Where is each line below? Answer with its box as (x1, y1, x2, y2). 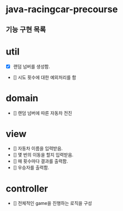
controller (6, 182, 48, 194)
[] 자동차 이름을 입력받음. (13, 145, 63, 151)
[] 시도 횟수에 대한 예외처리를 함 (13, 74, 77, 80)
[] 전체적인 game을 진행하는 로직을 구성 (13, 200, 92, 206)
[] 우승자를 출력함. (13, 165, 50, 171)
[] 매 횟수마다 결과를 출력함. (13, 158, 68, 164)
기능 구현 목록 (6, 25, 46, 34)
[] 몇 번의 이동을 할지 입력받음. (13, 152, 74, 158)
